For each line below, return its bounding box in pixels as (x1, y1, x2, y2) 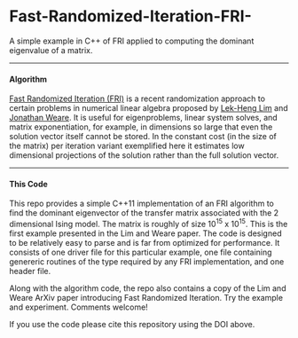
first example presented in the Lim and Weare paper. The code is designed (9, 228, 282, 239)
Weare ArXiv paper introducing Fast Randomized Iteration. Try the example (9, 293, 284, 303)
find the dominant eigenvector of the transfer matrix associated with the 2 (9, 208, 279, 218)
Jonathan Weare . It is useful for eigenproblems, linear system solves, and (9, 113, 278, 123)
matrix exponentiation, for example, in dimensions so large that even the (9, 122, 273, 132)
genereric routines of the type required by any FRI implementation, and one (9, 256, 285, 267)
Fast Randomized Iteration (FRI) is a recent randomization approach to (9, 93, 266, 104)
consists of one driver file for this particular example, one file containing (9, 247, 272, 257)
